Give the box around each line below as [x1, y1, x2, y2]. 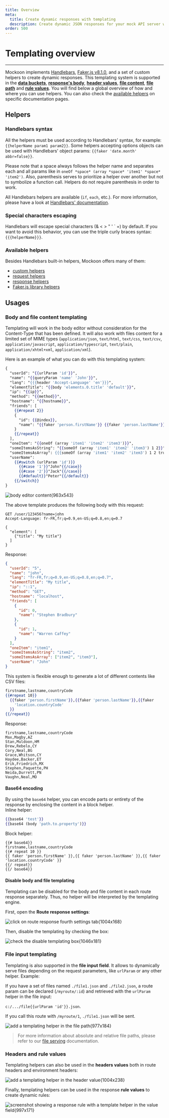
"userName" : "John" [10, 659, 51, 665]
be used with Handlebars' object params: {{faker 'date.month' [5, 148, 137, 154]
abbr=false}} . [5, 153, 34, 159]
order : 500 [5, 26, 28, 31]
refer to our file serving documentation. [17, 1038, 100, 1044]
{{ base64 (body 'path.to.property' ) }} [5, 821, 87, 826]
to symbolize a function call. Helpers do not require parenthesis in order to [5, 179, 159, 185]
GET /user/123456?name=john [5, 512, 64, 517]
